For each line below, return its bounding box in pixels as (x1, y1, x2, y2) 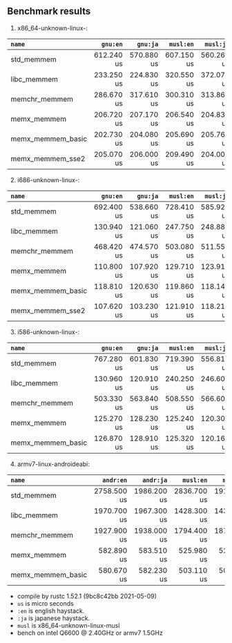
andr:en (102, 476, 128, 484)
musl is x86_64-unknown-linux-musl (17, 621, 120, 629)
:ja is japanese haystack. (17, 614, 90, 622)
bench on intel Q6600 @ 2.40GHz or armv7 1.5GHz (17, 628, 164, 637)
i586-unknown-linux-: (17, 327, 80, 336)
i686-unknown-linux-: (17, 175, 80, 184)
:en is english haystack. (17, 606, 85, 615)
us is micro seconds (17, 599, 74, 607)
